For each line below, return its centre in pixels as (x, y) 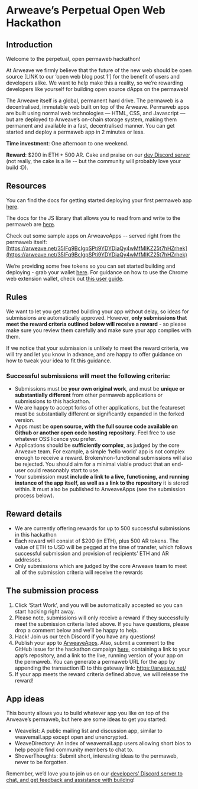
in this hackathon (36, 534)
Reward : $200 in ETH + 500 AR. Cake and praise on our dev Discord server (98, 155)
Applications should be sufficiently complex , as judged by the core (97, 445)
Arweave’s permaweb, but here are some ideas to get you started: (87, 719)
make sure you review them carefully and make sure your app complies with (99, 330)
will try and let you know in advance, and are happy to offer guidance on (94, 354)
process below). (34, 495)
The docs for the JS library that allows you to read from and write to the (93, 218)
